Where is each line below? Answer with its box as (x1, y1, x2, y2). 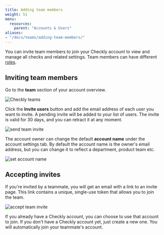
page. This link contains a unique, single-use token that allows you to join (5, 189, 155, 195)
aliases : (5, 30, 23, 35)
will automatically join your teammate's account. (5, 224, 103, 230)
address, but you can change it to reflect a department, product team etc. (5, 146, 155, 152)
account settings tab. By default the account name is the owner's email (5, 141, 150, 147)
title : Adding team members (5, 7, 63, 12)
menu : (5, 16, 16, 21)
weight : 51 (5, 12, 28, 17)
